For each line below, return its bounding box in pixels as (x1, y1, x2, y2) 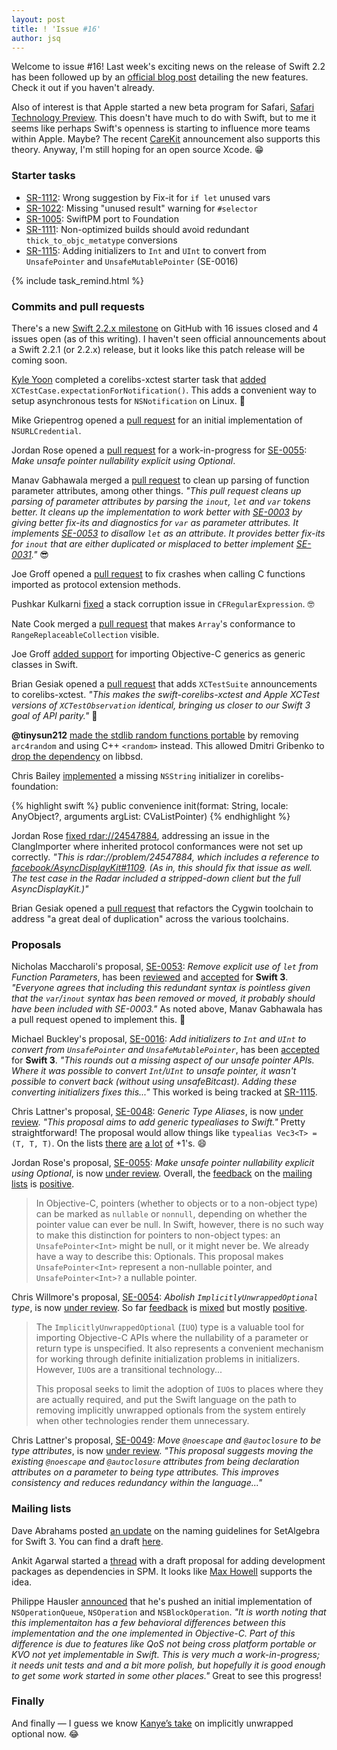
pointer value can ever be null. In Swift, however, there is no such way (35, 1219, 324, 1231)
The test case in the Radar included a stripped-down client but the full (11, 872, 301, 884)
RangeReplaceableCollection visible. (11, 628, 160, 640)
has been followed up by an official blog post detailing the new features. (11, 71, 309, 83)
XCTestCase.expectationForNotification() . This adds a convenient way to (11, 384, 317, 396)
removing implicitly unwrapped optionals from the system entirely (35, 1404, 306, 1416)
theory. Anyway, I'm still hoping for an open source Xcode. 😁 (11, 144, 264, 156)
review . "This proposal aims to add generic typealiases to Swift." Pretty (11, 1116, 306, 1128)
